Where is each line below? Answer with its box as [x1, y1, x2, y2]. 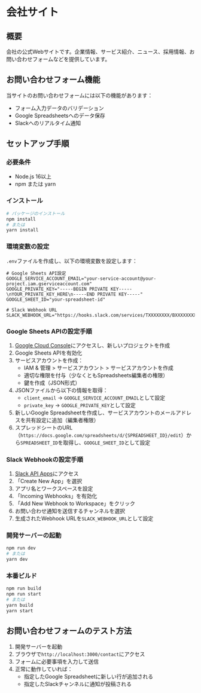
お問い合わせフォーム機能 [6, 75, 100, 85]
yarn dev [6, 557, 28, 563]
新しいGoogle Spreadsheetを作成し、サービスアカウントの [14, 409, 160, 416]
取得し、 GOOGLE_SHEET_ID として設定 [63, 439, 151, 446]
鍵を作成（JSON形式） [23, 379, 81, 386]
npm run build [6, 585, 42, 592]
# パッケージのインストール [6, 210, 65, 216]
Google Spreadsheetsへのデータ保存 [14, 112, 106, 119]
